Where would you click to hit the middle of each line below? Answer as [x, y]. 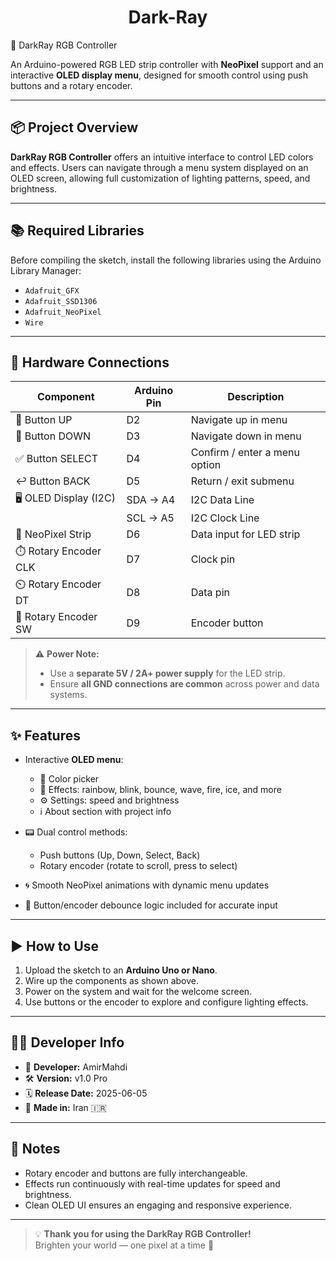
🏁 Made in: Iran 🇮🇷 [65, 1107]
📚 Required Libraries [77, 231]
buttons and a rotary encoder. [71, 85]
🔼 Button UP [44, 420]
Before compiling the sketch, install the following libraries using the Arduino [166, 260]
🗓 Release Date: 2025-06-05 [86, 1093]
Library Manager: [46, 270]
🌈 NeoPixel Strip [53, 534]
